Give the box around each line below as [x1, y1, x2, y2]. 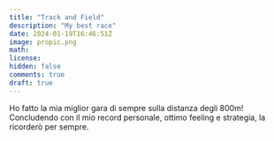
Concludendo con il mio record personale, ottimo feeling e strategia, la [9, 112, 266, 122]
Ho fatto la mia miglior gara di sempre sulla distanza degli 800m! [9, 102, 244, 113]
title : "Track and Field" [9, 12, 104, 22]
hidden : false [9, 63, 62, 71]
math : [9, 46, 29, 55]
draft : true [9, 78, 53, 87]
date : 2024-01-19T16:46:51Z [9, 29, 113, 38]
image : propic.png [9, 37, 77, 47]
